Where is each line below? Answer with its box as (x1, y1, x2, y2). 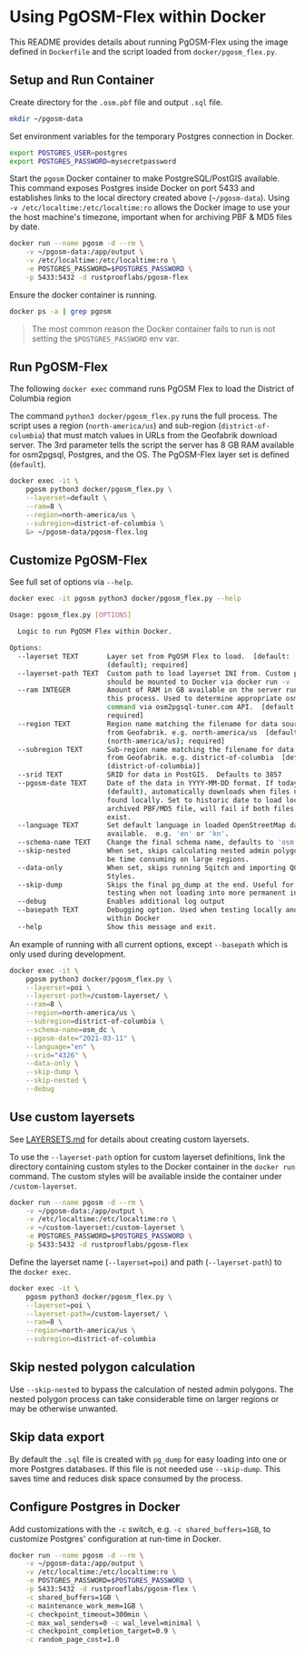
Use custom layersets (9, 1109, 135, 1125)
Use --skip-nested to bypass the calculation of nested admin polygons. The (9, 1384, 294, 1395)
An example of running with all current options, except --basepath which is (9, 938, 289, 949)
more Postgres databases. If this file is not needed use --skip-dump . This (9, 1463, 281, 1474)
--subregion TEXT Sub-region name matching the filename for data (17, 745, 295, 754)
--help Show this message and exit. (17, 922, 218, 931)
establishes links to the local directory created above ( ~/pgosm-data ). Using (9, 193, 290, 204)
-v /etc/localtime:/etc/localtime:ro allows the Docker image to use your (9, 202, 290, 213)
